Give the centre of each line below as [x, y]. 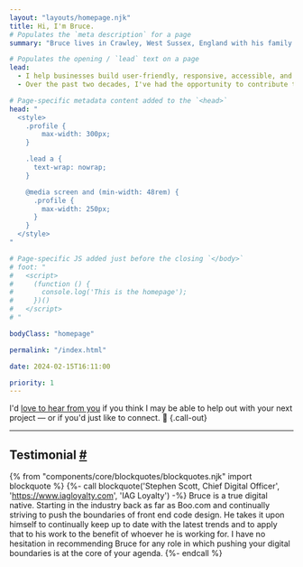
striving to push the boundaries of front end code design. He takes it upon [147, 515]
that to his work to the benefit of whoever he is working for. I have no [138, 534]
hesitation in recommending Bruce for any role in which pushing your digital [150, 544]
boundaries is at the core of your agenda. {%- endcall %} [116, 553]
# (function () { [50, 284]
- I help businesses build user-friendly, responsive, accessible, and [155, 76]
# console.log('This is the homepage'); [98, 293]
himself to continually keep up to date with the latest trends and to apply [143, 525]
